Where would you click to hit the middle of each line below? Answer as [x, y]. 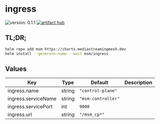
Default [100, 83]
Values [16, 69]
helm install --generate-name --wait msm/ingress [57, 54]
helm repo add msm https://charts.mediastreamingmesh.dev [66, 49]
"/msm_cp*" [92, 115]
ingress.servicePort [30, 107]
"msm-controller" [100, 99]
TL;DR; [16, 38]
